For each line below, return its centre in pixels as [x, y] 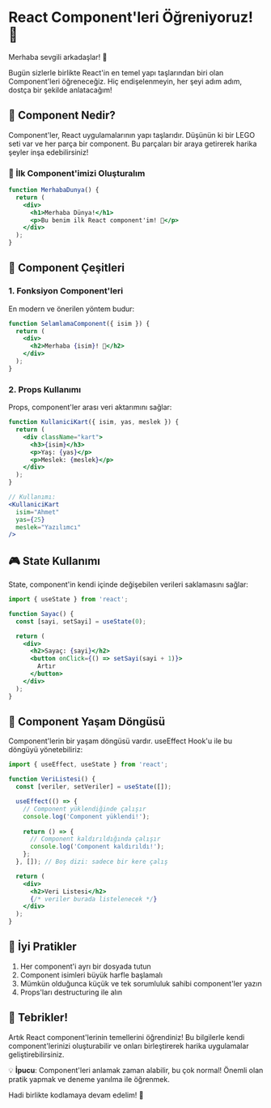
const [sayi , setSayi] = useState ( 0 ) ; [81, 621]
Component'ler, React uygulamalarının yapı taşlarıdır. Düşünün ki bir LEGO [132, 135]
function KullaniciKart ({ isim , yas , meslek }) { [94, 422]
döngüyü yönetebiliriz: [46, 750]
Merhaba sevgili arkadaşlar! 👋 [58, 57]
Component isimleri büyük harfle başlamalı [91, 975]
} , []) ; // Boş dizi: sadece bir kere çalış [92, 862]
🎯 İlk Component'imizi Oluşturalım [77, 173]
